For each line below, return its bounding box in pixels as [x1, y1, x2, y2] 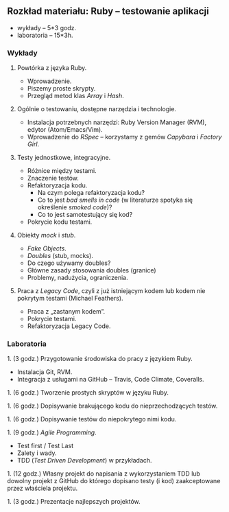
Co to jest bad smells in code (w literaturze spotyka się [37, 196, 193, 205]
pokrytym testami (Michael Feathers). [16, 294, 123, 303]
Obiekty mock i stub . [16, 231, 76, 240]
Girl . [27, 140, 40, 148]
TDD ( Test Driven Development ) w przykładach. [16, 456, 152, 465]
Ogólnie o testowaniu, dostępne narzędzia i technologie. [16, 105, 177, 113]
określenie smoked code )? [37, 203, 112, 211]
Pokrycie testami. [27, 315, 77, 323]
